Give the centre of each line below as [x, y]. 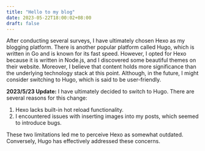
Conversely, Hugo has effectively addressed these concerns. [83, 141]
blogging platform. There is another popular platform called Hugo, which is [100, 47]
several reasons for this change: [47, 98]
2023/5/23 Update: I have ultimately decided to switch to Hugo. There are [100, 92]
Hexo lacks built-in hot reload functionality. [69, 110]
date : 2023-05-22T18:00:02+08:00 [49, 18]
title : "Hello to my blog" [41, 12]
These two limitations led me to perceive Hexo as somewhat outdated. [95, 134]
